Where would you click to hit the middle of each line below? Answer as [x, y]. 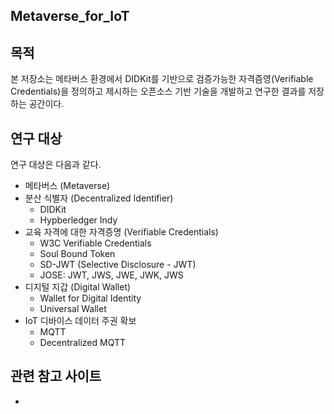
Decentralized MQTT [82, 343]
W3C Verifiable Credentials [95, 243]
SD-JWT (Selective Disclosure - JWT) [118, 265]
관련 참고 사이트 [56, 376]
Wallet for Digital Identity [90, 298]
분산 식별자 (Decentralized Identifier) [99, 198]
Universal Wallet [73, 309]
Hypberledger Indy [78, 220]
